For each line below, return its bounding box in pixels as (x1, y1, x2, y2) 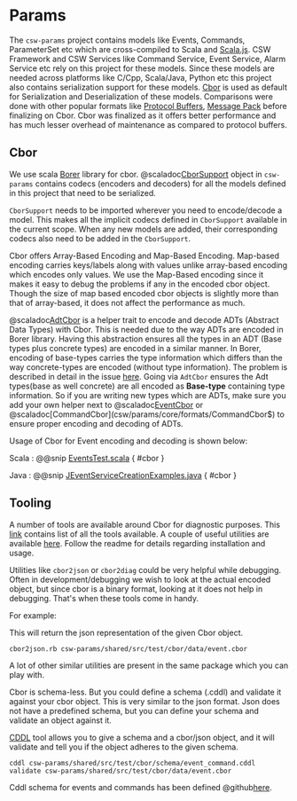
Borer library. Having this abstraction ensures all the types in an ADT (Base (9, 334, 282, 344)
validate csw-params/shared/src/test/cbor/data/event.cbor (9, 766, 232, 775)
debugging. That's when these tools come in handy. (9, 593, 199, 603)
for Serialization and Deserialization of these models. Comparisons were (9, 90, 273, 102)
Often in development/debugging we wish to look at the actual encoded (9, 574, 271, 585)
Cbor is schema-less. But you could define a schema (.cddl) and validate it (9, 687, 282, 697)
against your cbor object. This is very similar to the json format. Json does (9, 695, 281, 706)
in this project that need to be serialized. (9, 187, 157, 198)
